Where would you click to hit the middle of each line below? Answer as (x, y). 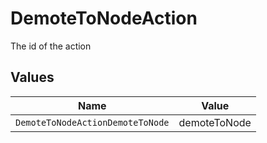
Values (32, 77)
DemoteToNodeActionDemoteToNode (92, 122)
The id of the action (51, 46)
